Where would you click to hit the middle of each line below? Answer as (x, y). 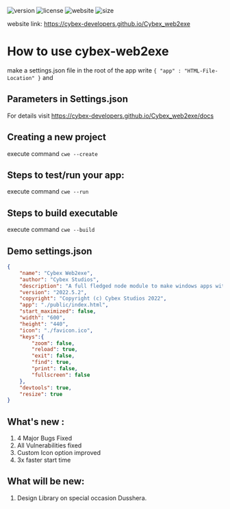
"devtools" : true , (46, 388)
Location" (21, 78)
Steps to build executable (63, 213)
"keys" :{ (32, 337)
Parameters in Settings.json (68, 99)
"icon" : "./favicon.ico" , (56, 330)
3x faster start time (44, 460)
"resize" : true (41, 394)
